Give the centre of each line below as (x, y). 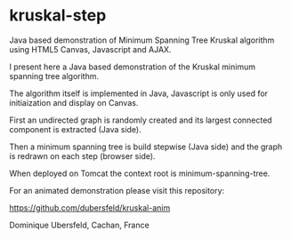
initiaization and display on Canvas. (74, 102)
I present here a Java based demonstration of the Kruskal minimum (133, 67)
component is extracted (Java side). (76, 129)
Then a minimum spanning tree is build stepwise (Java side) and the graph (146, 147)
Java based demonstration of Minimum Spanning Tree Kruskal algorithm (142, 40)
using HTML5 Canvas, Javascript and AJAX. (90, 49)
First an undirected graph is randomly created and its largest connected (141, 120)
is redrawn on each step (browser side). (82, 155)
